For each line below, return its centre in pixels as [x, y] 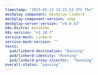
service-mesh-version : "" [32, 42]
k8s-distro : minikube [27, 28]
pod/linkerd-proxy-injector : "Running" [51, 60]
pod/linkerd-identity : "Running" [44, 56]
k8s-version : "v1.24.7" [30, 33]
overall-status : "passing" [33, 65]
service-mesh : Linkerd [28, 37]
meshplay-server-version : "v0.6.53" [43, 23]
